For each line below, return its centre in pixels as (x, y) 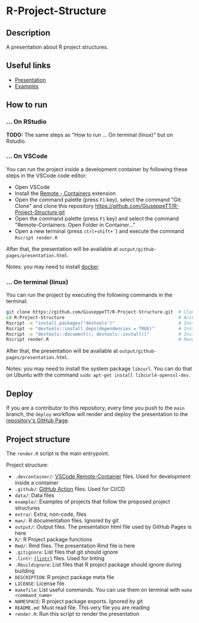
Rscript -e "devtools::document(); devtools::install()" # (94, 334)
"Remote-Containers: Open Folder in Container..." (75, 225)
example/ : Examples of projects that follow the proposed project (92, 501)
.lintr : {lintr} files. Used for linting (60, 558)
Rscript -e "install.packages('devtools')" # (94, 323)
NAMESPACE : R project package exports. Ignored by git (79, 601)
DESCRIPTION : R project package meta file (64, 577)
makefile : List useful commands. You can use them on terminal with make (103, 590)
